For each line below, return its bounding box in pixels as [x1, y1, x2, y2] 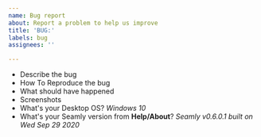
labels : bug [8, 33, 48, 42]
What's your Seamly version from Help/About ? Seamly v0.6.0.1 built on [19, 112, 253, 121]
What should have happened [19, 86, 115, 96]
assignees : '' [8, 41, 56, 49]
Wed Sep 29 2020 [19, 120, 80, 130]
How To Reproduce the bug [19, 78, 111, 88]
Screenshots [19, 95, 62, 105]
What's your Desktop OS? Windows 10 [19, 104, 146, 113]
